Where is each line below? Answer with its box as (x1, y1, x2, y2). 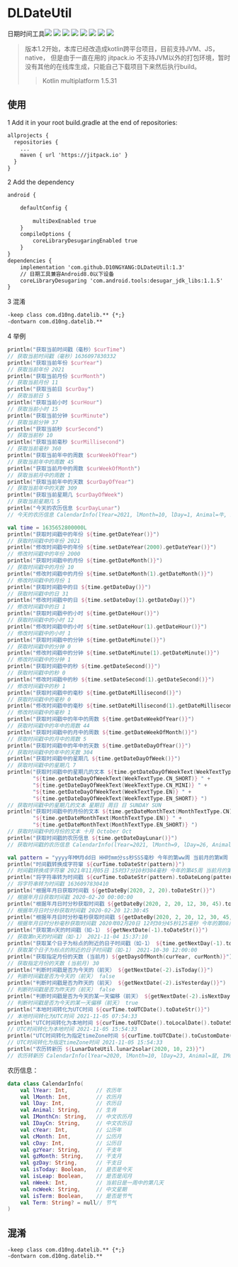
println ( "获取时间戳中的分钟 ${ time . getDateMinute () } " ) (7, 636, 166, 644)
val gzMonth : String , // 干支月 (20, 1153, 122, 1160)
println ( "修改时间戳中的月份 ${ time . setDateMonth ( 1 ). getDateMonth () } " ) (7, 570, 214, 577)
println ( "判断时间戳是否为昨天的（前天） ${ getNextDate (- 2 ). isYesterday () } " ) (7, 979, 227, 987)
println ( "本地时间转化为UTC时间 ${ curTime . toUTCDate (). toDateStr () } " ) (7, 1005, 210, 1013)
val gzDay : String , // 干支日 (20, 1160, 122, 1167)
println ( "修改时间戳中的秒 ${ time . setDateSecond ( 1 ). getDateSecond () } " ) (7, 676, 215, 683)
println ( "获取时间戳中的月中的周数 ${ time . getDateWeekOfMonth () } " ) (7, 728, 198, 736)
